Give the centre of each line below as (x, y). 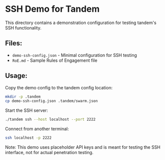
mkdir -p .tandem (23, 97)
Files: (14, 43)
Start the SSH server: (27, 110)
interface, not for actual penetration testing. (49, 153)
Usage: (16, 76)
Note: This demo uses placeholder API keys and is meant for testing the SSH (83, 147)
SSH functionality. (23, 27)
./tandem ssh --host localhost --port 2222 (50, 120)
